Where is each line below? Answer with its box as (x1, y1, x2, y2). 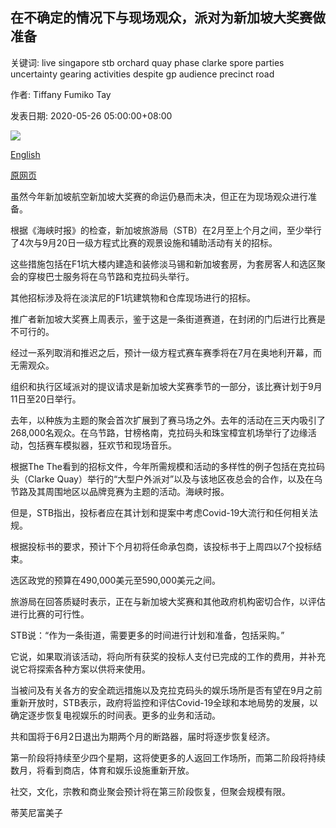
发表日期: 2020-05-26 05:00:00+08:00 (10, 109, 173, 122)
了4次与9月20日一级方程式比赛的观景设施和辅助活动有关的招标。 (10, 236, 278, 248)
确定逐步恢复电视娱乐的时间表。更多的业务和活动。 (10, 709, 221, 721)
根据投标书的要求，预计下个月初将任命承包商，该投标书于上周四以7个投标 (10, 540, 313, 552)
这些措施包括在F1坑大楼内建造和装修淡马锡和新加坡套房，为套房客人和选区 (10, 258, 317, 270)
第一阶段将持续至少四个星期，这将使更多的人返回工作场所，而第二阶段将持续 (10, 751, 326, 763)
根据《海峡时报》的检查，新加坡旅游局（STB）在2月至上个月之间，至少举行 (10, 224, 322, 236)
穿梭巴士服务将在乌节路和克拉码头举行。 (27, 270, 195, 282)
